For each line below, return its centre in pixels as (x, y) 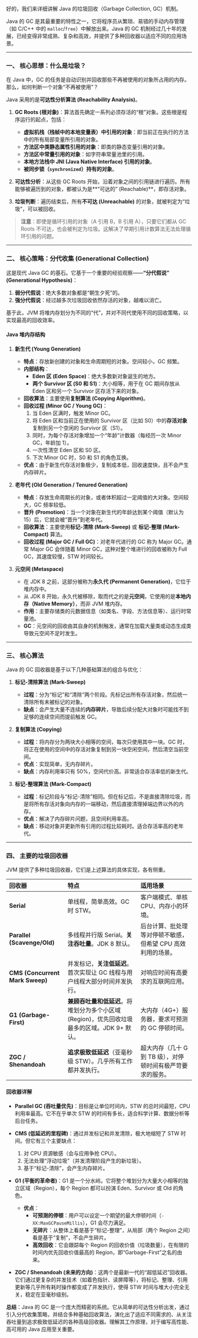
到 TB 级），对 (159, 1057)
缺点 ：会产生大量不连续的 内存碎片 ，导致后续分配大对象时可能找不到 (106, 709)
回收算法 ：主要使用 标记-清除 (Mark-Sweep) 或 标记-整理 (93, 527)
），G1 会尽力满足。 (105, 1223)
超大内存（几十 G (164, 1048)
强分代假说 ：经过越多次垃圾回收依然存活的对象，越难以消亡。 (90, 300)
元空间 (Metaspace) (39, 569)
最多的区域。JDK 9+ (96, 1028)
